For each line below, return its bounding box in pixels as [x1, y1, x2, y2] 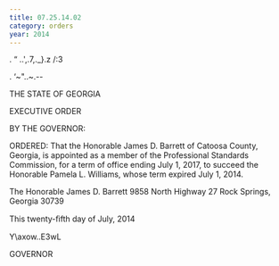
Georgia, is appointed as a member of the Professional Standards [9, 150, 250, 161]
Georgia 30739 [9, 195, 65, 206]
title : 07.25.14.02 [9, 12, 82, 22]
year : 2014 [9, 29, 50, 38]
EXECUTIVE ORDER [9, 106, 82, 117]
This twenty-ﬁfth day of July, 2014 [9, 213, 135, 224]
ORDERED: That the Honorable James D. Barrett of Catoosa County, [9, 140, 258, 152]
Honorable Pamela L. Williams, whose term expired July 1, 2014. [9, 169, 243, 179]
